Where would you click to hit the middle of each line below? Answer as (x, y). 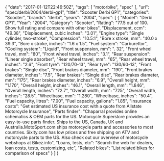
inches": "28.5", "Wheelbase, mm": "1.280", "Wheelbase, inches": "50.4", (79, 96)
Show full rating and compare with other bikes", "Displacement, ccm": (75, 28)
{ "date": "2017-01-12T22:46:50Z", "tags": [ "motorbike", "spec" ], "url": (77, 7)
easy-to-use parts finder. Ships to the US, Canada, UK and (64, 122)
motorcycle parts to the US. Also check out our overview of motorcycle (77, 137)
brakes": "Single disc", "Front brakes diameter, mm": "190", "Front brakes (79, 70)
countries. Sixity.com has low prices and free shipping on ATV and (72, 132)
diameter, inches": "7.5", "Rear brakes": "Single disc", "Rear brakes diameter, (82, 75)
